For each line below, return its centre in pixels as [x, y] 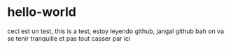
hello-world [42, 12]
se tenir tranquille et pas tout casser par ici [69, 38]
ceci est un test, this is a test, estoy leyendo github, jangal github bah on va [115, 31]
